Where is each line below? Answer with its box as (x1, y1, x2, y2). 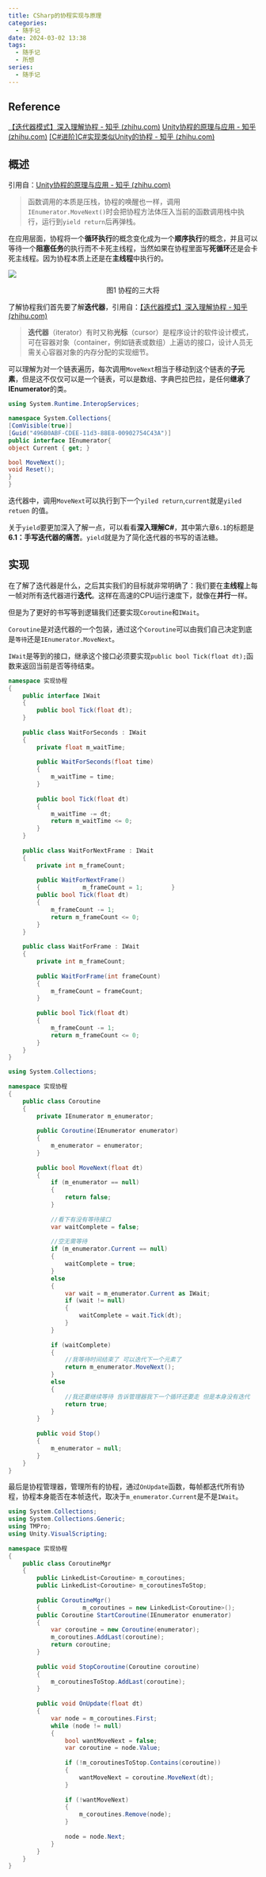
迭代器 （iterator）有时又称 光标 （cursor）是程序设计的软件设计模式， (27, 327, 253, 338)
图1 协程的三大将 (106, 285, 160, 295)
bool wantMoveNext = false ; (64, 1736, 158, 1744)
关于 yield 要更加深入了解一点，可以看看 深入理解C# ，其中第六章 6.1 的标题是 (8, 523, 255, 532)
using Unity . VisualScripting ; (8, 1530, 108, 1538)
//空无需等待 (50, 1238, 88, 1246)
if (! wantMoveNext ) (64, 1796, 129, 1804)
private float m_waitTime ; (36, 743, 126, 751)
